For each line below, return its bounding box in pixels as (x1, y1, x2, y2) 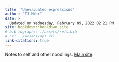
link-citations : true (5, 38, 49, 43)
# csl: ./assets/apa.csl (5, 34, 55, 39)
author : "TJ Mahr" (5, 12, 42, 16)
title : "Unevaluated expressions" (5, 7, 75, 12)
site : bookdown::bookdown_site (5, 25, 68, 30)
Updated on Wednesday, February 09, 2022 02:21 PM (9, 20, 114, 25)
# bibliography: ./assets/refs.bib (5, 29, 77, 34)
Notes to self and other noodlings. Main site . (5, 51, 94, 57)
